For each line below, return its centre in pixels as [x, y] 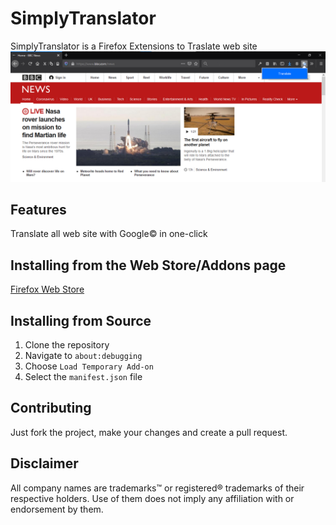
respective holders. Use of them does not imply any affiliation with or [152, 498]
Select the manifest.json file [83, 377]
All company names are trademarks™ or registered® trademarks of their [157, 488]
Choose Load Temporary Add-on [89, 366]
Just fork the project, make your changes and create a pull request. [149, 432]
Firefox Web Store [47, 289]
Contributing [51, 408]
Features [38, 210]
